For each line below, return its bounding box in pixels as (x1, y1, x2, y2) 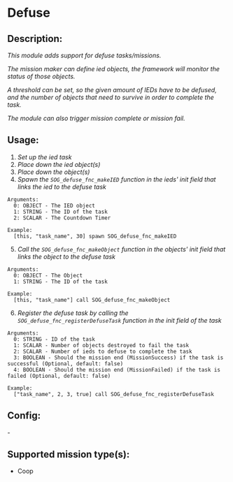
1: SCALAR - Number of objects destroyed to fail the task (13, 342, 190, 349)
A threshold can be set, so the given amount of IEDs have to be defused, (7, 86, 217, 94)
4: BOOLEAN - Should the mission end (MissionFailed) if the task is (13, 366, 220, 373)
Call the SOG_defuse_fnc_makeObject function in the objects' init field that (17, 244, 226, 253)
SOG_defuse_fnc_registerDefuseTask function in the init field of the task (17, 316, 222, 324)
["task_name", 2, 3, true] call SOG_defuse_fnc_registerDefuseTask (13, 390, 215, 397)
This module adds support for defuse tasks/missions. (7, 51, 162, 59)
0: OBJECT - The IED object (13, 202, 96, 209)
